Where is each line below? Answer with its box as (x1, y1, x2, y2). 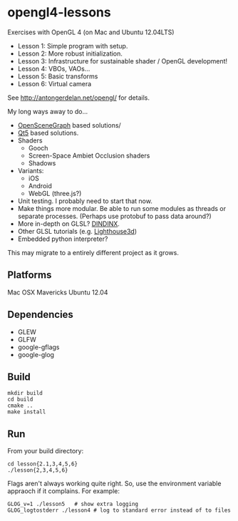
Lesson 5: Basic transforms (17, 72, 98, 81)
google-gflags (17, 343, 60, 351)
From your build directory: (7, 447, 84, 455)
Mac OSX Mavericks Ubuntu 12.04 (7, 288, 108, 296)
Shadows (28, 158, 56, 167)
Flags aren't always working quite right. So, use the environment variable (7, 479, 222, 488)
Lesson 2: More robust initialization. (17, 49, 123, 58)
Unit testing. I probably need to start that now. (17, 197, 153, 205)
